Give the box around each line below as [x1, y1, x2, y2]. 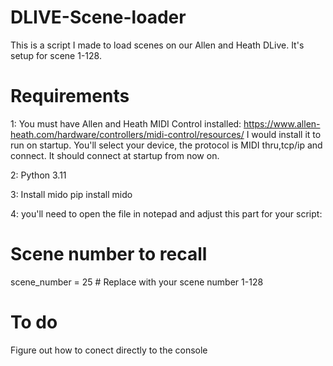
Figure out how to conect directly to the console [10, 344, 208, 356]
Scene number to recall [10, 243, 208, 266]
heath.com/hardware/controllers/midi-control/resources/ [10, 128, 245, 140]
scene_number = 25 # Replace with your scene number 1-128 [10, 276, 264, 288]
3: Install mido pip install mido [10, 188, 133, 200]
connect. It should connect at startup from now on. [10, 149, 220, 161]
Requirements [10, 85, 130, 108]
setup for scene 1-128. [10, 49, 102, 61]
